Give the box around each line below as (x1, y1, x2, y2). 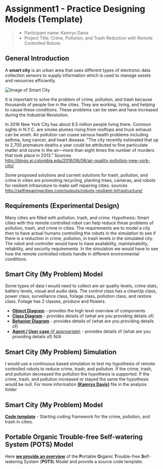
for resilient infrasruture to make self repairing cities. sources (5, 182, 127, 188)
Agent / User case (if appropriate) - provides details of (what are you (12, 328, 151, 334)
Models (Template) (5, 14, 83, 25)
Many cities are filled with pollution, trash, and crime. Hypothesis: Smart (5, 215, 149, 220)
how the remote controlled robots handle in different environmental (5, 251, 140, 256)
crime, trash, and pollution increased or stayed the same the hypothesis (5, 376, 149, 382)
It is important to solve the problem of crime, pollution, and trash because (5, 96, 152, 102)
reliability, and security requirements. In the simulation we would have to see (5, 246, 159, 252)
